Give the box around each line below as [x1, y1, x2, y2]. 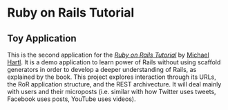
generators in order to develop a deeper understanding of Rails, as [7, 66, 197, 73]
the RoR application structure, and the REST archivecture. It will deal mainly [7, 80, 222, 88]
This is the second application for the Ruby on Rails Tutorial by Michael [7, 51, 209, 59]
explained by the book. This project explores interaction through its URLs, [7, 73, 216, 81]
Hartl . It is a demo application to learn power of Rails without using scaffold [7, 58, 221, 66]
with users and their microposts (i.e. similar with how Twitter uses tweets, [7, 88, 216, 95]
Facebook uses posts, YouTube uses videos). [7, 95, 136, 103]
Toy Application [7, 33, 77, 44]
